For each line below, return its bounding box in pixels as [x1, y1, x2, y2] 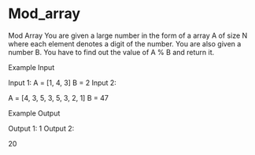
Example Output [8, 108, 61, 118]
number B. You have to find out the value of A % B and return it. [8, 47, 215, 57]
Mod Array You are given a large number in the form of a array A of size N [8, 31, 248, 40]
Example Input [8, 62, 55, 72]
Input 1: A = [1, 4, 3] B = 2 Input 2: [8, 78, 116, 87]
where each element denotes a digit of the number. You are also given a [8, 39, 242, 48]
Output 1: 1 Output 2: [8, 124, 75, 133]
